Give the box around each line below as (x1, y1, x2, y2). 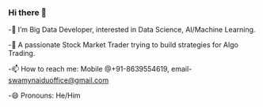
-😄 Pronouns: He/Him (8, 90, 81, 101)
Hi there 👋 (8, 7, 48, 18)
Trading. (8, 49, 36, 58)
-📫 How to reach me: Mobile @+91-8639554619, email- (8, 65, 192, 74)
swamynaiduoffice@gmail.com (8, 76, 109, 85)
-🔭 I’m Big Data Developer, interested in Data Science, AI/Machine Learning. (8, 25, 256, 35)
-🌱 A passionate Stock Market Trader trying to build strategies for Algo (8, 40, 239, 50)
